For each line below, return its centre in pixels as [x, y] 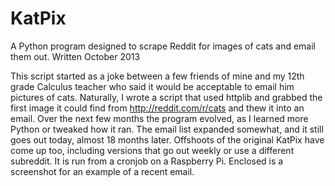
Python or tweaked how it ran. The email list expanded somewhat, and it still [167, 129]
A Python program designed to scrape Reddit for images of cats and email [163, 46]
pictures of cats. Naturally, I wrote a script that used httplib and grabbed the [166, 97]
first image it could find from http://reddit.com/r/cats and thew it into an [157, 108]
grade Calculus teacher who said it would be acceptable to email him [152, 86]
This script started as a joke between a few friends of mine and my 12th [157, 76]
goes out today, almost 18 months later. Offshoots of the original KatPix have [167, 139]
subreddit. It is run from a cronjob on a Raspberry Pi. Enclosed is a [147, 161]
